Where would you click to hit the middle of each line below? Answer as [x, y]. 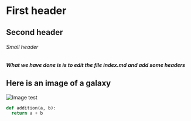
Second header [35, 32]
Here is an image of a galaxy [59, 83]
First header [36, 11]
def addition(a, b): [31, 108]
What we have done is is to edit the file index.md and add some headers [96, 65]
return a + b [27, 113]
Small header [22, 47]
